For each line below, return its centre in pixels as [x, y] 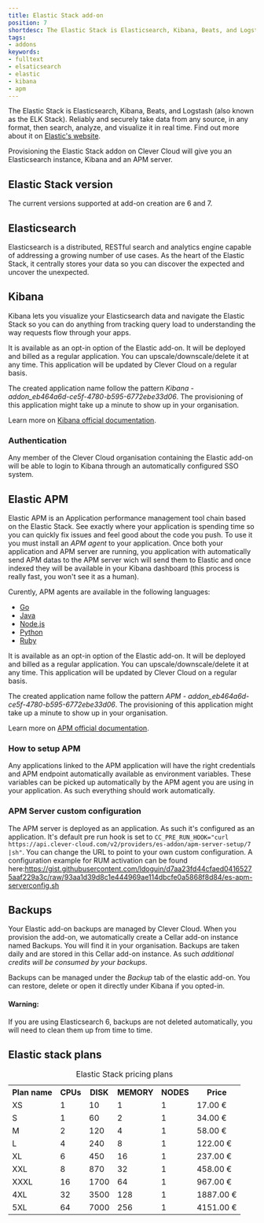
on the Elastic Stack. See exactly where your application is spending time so [131, 526]
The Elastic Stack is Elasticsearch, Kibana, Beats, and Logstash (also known [131, 111]
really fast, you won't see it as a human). [74, 576]
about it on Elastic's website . [54, 136]
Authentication [37, 440]
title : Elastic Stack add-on [56, 15]
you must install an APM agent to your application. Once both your [116, 543]
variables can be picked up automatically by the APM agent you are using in [131, 782]
